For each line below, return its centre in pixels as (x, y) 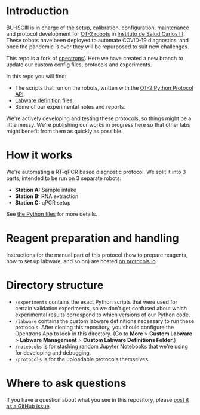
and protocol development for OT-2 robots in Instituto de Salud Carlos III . (96, 33)
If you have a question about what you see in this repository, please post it (98, 399)
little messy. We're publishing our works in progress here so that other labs (98, 124)
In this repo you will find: (36, 76)
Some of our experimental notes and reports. (70, 106)
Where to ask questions (66, 383)
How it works (39, 155)
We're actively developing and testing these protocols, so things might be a (99, 118)
